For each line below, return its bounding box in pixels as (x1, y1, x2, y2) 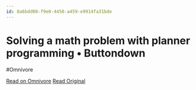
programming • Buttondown (6, 46, 146, 59)
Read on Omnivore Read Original (6, 77, 86, 84)
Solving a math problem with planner (6, 34, 191, 47)
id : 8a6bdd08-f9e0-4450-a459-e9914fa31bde (6, 8, 112, 15)
